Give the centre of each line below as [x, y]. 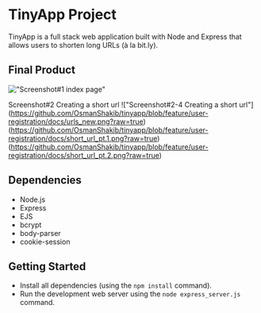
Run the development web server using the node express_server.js [130, 294]
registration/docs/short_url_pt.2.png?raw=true [84, 155]
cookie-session [45, 242]
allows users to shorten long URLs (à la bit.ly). [83, 44]
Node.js [33, 199]
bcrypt [31, 225]
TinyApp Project [63, 15]
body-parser [40, 233]
